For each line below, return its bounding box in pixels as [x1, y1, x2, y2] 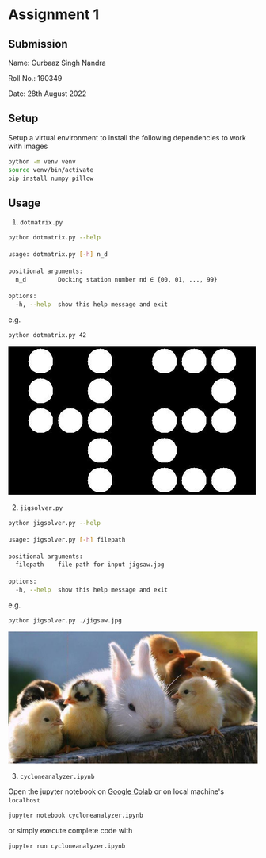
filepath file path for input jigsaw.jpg [15, 561, 165, 569]
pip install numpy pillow [8, 174, 93, 182]
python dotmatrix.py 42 [8, 331, 87, 339]
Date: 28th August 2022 [8, 89, 87, 98]
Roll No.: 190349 [8, 74, 63, 82]
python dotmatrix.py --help [8, 234, 101, 242]
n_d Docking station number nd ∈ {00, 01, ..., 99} [15, 275, 218, 283]
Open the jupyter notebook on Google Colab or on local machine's [8, 787, 224, 796]
